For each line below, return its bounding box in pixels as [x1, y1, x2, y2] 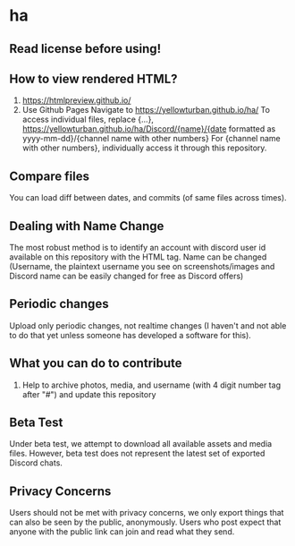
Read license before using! [9, 41, 162, 56]
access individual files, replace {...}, [21, 114, 155, 125]
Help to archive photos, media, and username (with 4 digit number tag [21, 380, 282, 390]
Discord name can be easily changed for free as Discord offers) [9, 270, 244, 282]
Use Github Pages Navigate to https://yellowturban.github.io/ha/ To [21, 105, 271, 115]
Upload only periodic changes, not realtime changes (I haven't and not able [9, 320, 287, 331]
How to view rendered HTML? [9, 71, 178, 86]
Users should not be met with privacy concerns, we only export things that [9, 508, 284, 518]
